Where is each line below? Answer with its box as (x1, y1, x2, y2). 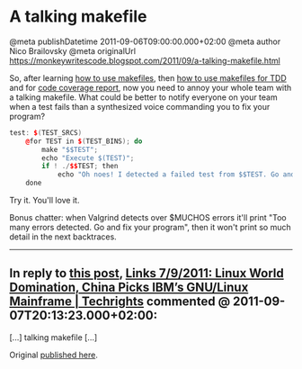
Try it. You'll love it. (9, 195, 80, 206)
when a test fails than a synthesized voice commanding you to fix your (9, 101, 271, 112)
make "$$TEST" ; (41, 145, 99, 154)
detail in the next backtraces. (9, 231, 117, 242)
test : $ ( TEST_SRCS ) (9, 128, 83, 137)
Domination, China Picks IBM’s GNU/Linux (9, 280, 249, 295)
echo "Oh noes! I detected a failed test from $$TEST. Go (57, 170, 280, 179)
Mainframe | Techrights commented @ (9, 294, 231, 310)
